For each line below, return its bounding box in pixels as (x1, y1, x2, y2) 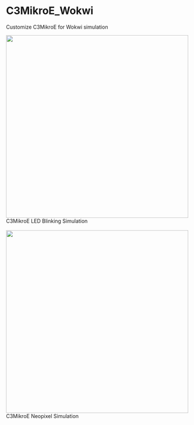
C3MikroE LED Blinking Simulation (6, 217, 88, 224)
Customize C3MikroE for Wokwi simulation (6, 23, 108, 30)
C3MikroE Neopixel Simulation (6, 412, 79, 419)
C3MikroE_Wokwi (6, 4, 94, 18)
